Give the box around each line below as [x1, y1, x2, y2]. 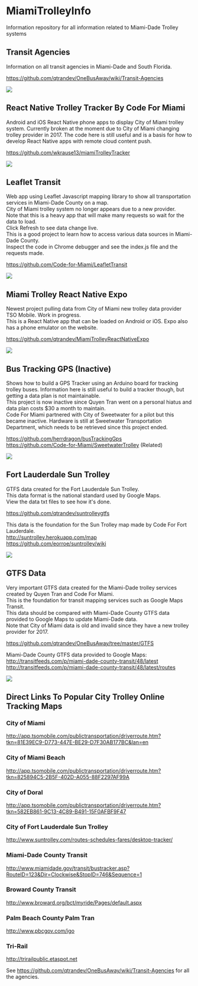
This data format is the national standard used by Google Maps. [6, 492, 161, 499]
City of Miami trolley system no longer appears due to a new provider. [6, 206, 176, 213]
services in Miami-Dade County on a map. [6, 199, 109, 206]
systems [6, 30, 27, 37]
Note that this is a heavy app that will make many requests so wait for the [6, 212, 184, 219]
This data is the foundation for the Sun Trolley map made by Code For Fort [6, 521, 187, 528]
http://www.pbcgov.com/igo [6, 927, 75, 934]
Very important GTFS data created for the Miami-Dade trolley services [6, 584, 177, 591]
